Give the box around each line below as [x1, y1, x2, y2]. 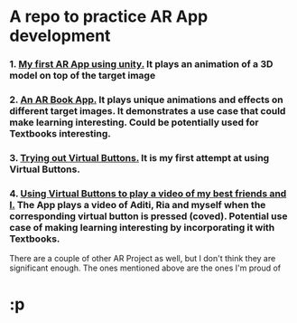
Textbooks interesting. [9, 128, 111, 140]
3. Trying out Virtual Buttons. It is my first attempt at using [9, 151, 270, 164]
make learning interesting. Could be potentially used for [9, 116, 259, 128]
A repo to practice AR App [9, 6, 209, 27]
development [9, 25, 111, 46]
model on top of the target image [9, 70, 156, 82]
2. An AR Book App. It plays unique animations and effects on [9, 93, 283, 106]
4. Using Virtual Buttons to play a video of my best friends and [9, 187, 287, 200]
